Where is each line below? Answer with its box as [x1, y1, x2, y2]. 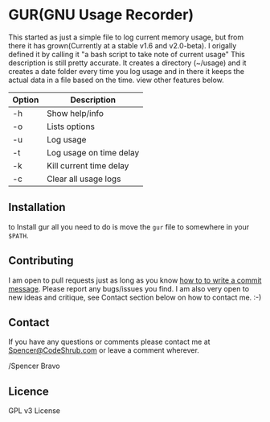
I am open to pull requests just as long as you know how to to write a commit [8, 275, 262, 285]
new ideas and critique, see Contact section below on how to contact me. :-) [8, 292, 262, 302]
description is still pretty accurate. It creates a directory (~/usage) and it [8, 58, 247, 68]
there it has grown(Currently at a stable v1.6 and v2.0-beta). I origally [8, 40, 237, 50]
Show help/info [47, 107, 104, 118]
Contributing [8, 254, 74, 267]
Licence [8, 384, 50, 398]
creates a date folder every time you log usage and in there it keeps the [8, 66, 245, 76]
